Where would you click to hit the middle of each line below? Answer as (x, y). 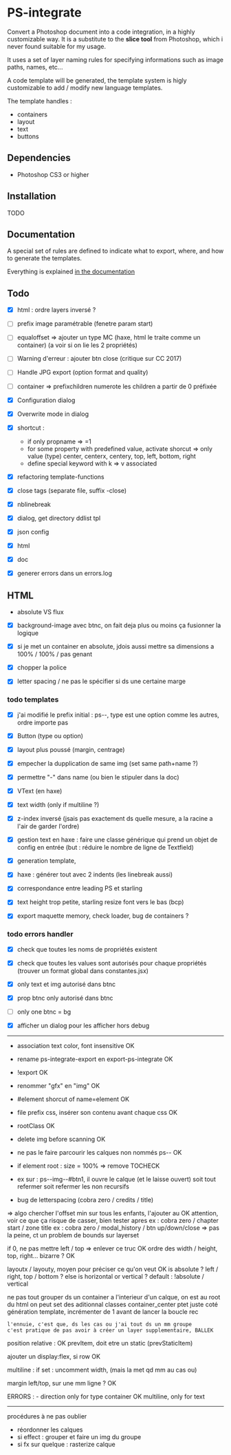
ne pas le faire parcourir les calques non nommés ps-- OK (99, 1153)
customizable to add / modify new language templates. (85, 87)
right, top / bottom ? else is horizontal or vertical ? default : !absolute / (106, 1277)
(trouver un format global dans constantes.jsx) (83, 971)
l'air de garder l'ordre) (48, 826)
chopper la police (42, 668)
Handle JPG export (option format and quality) (82, 373)
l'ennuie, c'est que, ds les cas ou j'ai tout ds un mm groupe (100, 1325)
